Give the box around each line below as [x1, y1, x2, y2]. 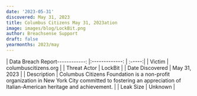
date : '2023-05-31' [6, 8, 54, 15]
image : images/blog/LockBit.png [6, 25, 86, 31]
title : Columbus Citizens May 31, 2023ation [6, 20, 118, 25]
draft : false [6, 36, 38, 42]
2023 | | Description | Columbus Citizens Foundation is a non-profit [6, 71, 170, 78]
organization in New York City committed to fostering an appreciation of [6, 76, 182, 84]
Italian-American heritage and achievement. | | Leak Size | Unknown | [6, 83, 176, 90]
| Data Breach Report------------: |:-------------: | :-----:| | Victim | [6, 57, 169, 65]
